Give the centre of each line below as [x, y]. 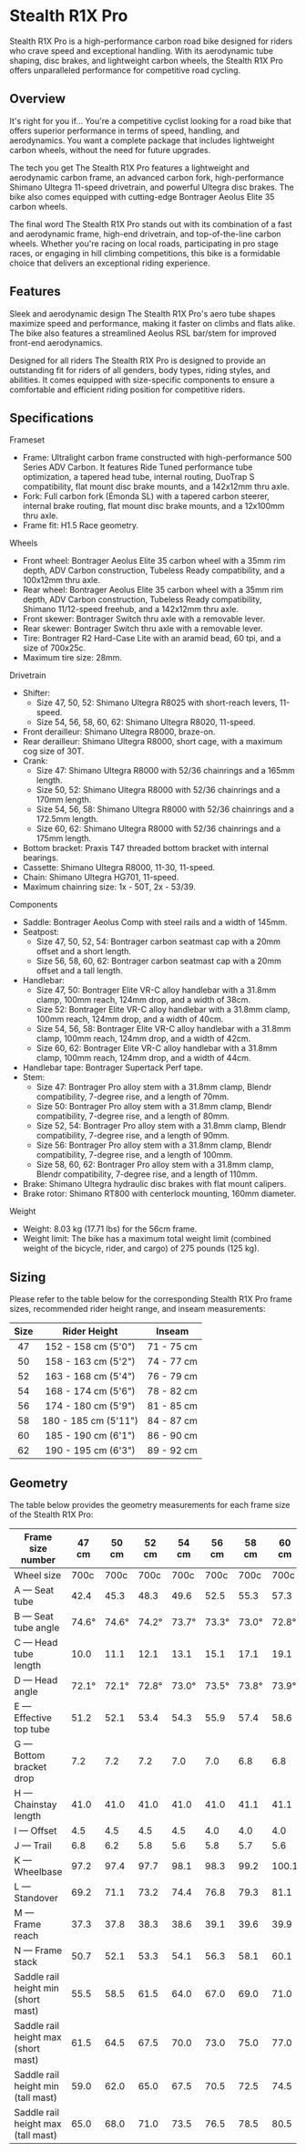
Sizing [28, 1277]
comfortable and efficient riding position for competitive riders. [127, 390]
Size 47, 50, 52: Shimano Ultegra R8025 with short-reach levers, [157, 702]
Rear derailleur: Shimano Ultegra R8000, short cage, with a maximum [153, 742]
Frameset [27, 440]
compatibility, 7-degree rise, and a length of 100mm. [134, 1155]
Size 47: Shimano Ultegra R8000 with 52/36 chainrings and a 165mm [166, 771]
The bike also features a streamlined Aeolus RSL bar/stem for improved [143, 333]
